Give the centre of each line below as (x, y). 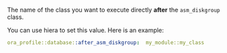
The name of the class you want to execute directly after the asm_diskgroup (113, 10)
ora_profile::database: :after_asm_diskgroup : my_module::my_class (106, 43)
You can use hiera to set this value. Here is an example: (86, 30)
